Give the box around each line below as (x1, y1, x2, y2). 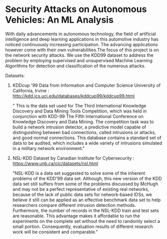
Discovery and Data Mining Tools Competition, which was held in (12, 108, 147, 114)
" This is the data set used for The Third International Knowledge (12, 102, 146, 108)
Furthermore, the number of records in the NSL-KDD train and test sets (12, 207, 159, 213)
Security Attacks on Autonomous (5, 4, 147, 15)
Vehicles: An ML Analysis (5, 14, 114, 26)
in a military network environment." (12, 145, 85, 151)
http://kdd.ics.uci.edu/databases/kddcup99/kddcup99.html (12, 93, 135, 99)
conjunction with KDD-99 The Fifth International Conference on (12, 113, 144, 119)
